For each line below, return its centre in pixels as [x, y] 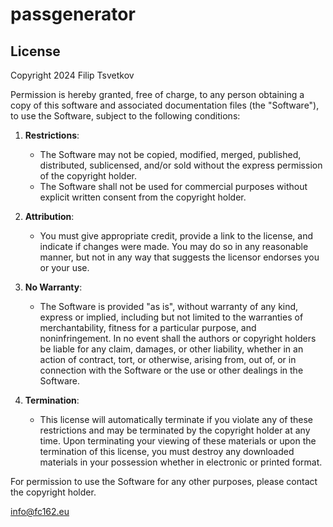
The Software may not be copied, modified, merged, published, [170, 154]
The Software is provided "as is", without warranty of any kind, [169, 306]
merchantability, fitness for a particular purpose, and [148, 327]
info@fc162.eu [40, 511]
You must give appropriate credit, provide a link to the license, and [176, 236]
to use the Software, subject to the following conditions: [125, 116]
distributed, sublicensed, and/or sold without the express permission [181, 165]
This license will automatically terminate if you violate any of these [176, 419]
